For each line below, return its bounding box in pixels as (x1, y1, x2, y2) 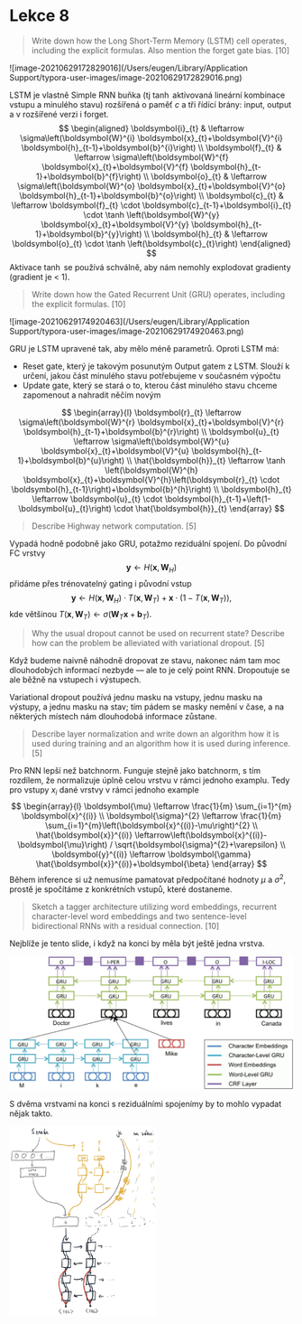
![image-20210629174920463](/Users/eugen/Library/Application (9, 315, 250, 326)
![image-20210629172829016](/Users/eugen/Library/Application (9, 62, 248, 73)
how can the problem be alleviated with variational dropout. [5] (31, 638, 265, 649)
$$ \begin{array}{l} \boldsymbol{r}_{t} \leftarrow (61, 407, 242, 418)
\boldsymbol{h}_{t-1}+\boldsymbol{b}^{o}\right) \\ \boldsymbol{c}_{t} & (19, 190, 284, 201)
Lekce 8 (9, 5, 70, 26)
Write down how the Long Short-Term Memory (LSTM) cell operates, (31, 35, 287, 46)
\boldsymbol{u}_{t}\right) (17, 502, 113, 513)
